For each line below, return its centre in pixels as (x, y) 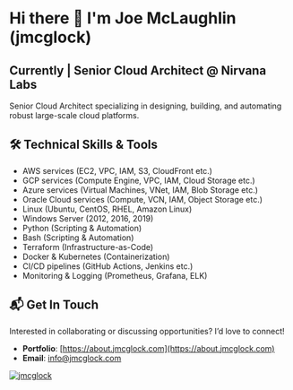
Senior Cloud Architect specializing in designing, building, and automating (146, 106)
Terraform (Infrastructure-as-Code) (88, 247)
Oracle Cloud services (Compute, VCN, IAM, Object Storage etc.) (142, 199)
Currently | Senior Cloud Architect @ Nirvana (138, 70)
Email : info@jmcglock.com (72, 358)
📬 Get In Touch (54, 305)
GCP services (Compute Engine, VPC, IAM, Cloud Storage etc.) (138, 180)
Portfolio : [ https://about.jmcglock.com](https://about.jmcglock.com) (148, 348)
